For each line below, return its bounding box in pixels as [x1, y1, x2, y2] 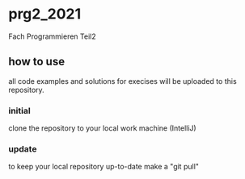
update [8, 143, 37, 154]
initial [8, 105, 31, 116]
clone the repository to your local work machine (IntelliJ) [8, 123, 196, 133]
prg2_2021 [8, 5, 82, 23]
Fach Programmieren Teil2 [8, 31, 97, 41]
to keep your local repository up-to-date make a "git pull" [8, 162, 200, 172]
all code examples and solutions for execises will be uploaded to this [8, 76, 237, 85]
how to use [8, 55, 65, 69]
